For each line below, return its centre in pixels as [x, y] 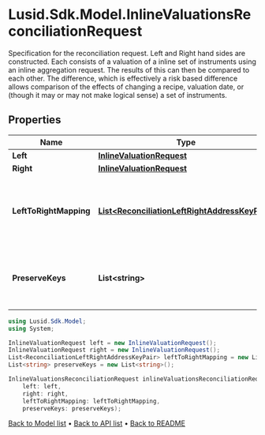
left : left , [42, 386]
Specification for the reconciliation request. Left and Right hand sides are [127, 53]
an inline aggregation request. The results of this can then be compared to [129, 69]
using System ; [32, 328]
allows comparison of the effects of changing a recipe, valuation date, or [126, 86]
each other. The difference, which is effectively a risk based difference [123, 78]
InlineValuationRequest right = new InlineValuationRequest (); [114, 350]
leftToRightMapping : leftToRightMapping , [91, 401]
